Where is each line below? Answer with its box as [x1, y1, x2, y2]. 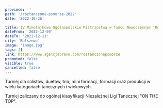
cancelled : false [5, 65, 40, 70]
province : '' [5, 7, 32, 12]
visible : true [5, 61, 34, 66]
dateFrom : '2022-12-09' [5, 30, 53, 34]
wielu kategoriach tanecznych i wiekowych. [5, 84, 92, 90]
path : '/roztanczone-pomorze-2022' [5, 12, 77, 16]
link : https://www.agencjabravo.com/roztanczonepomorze [5, 52, 120, 57]
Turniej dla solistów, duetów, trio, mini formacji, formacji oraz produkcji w [5, 78, 151, 85]
